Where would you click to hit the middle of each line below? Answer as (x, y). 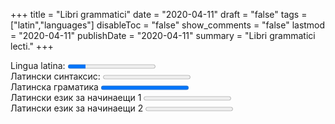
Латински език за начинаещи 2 (77, 108)
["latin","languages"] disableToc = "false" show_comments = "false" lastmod (168, 25)
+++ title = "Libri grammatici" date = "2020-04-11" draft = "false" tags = (159, 14)
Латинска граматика (54, 87)
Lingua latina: (38, 65)
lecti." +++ (32, 46)
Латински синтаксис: (55, 76)
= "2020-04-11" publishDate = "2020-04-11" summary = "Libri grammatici (163, 35)
